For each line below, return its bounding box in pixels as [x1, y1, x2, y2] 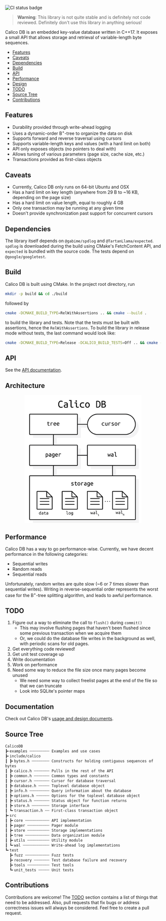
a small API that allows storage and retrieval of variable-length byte [5, 35, 142, 40]
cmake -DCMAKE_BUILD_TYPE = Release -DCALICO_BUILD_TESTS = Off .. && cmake [5, 340, 158, 345]
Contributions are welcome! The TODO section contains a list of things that [5, 894, 158, 900]
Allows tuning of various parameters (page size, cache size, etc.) [12, 151, 145, 157]
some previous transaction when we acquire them [19, 630, 122, 636]
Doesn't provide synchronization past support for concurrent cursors [12, 211, 153, 217]
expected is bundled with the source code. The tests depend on [5, 248, 134, 255]
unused [12, 672, 28, 678]
